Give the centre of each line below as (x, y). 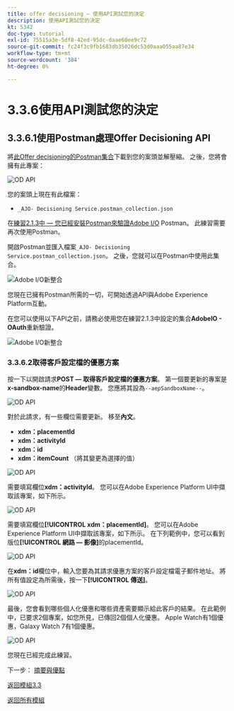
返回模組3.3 (24, 685)
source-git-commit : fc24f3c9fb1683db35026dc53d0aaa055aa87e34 (101, 47)
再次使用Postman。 (36, 231)
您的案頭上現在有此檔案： (45, 194)
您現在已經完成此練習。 (41, 654)
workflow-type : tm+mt (39, 54)
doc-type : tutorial (36, 34)
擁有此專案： (26, 165)
